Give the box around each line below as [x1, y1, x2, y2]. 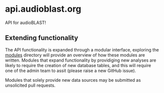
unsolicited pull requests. [5, 82, 56, 88]
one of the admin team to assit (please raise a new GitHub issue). [5, 68, 136, 73]
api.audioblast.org [5, 3, 82, 15]
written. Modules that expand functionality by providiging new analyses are [5, 57, 156, 63]
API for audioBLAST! [5, 20, 46, 25]
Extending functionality [5, 34, 79, 42]
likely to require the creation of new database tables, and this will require [5, 62, 151, 68]
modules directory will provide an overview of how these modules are [5, 52, 145, 58]
